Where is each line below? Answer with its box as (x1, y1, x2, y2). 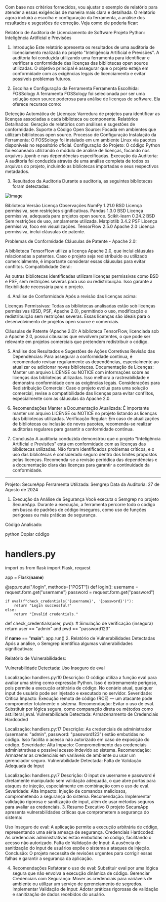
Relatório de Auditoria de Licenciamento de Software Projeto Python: (5, 30, 145, 35)
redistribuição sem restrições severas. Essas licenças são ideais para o (5, 313, 151, 319)
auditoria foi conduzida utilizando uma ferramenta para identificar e (12, 55, 150, 61)
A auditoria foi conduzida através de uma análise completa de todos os (5, 158, 150, 164)
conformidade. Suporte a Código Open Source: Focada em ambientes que (5, 127, 157, 132)
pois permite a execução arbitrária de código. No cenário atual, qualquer (5, 685, 153, 691)
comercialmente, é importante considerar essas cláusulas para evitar (5, 258, 146, 264)
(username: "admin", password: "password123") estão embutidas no (5, 731, 145, 737)
